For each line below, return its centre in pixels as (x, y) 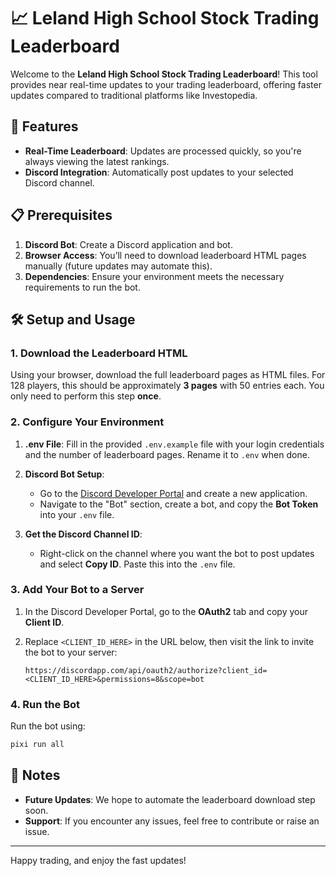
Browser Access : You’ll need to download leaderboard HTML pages (165, 255)
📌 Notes (35, 775)
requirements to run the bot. (82, 287)
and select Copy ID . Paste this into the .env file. (137, 564)
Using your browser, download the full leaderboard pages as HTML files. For (168, 375)
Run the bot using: (48, 726)
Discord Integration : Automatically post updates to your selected (159, 172)
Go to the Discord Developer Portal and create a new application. (173, 493)
